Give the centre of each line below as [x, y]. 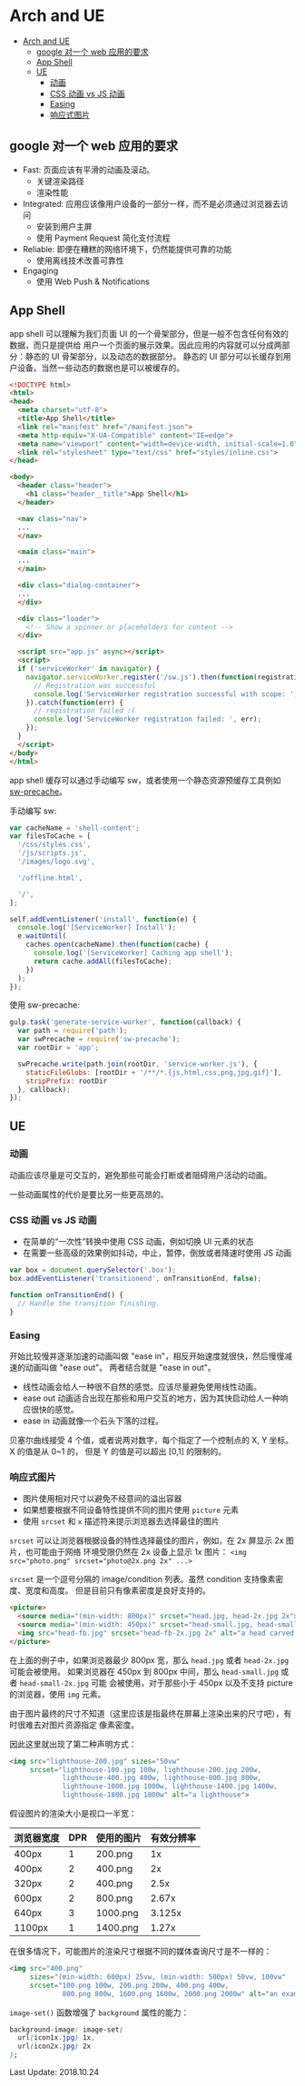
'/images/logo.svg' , [56, 862]
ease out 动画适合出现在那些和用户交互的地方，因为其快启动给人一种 [151, 1398]
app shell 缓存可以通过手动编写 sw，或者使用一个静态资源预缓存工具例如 [145, 780]
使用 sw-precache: [44, 1005]
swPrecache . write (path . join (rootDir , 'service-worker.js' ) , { [138, 1064]
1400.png [117, 1928]
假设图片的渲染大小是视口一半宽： [73, 1814]
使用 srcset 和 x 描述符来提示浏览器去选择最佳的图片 [121, 1521]
